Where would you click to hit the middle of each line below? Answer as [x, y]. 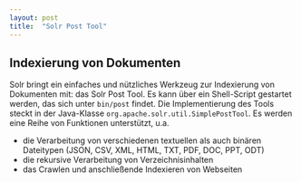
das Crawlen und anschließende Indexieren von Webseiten [132, 169]
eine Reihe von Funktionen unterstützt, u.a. [89, 123]
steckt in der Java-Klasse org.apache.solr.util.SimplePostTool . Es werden [151, 113]
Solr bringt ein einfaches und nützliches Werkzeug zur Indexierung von [142, 85]
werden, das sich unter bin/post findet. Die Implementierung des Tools [142, 104]
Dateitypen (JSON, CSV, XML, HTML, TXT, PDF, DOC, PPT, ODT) [143, 150]
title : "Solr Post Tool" [58, 26]
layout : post [34, 18]
